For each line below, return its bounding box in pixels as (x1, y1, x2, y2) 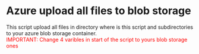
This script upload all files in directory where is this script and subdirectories (6, 23, 194, 31)
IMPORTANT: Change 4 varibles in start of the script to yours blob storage (6, 36, 188, 43)
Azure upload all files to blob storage (6, 4, 191, 18)
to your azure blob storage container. (6, 29, 97, 36)
